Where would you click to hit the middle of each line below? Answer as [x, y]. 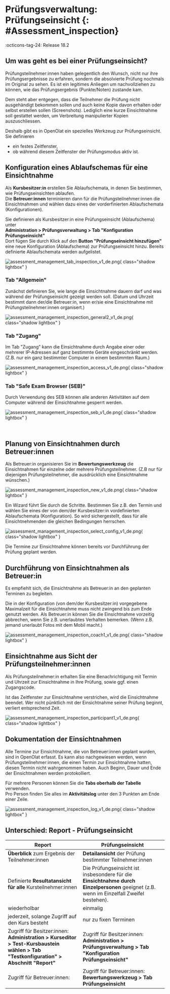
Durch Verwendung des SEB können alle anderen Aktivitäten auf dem [77, 397]
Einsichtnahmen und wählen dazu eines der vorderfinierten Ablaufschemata [84, 204]
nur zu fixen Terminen [109, 919]
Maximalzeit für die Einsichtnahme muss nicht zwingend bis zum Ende [78, 609]
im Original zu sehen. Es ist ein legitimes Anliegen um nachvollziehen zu [80, 84]
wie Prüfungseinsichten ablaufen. [40, 193]
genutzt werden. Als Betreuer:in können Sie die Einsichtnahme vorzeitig [80, 615]
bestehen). [96, 900]
